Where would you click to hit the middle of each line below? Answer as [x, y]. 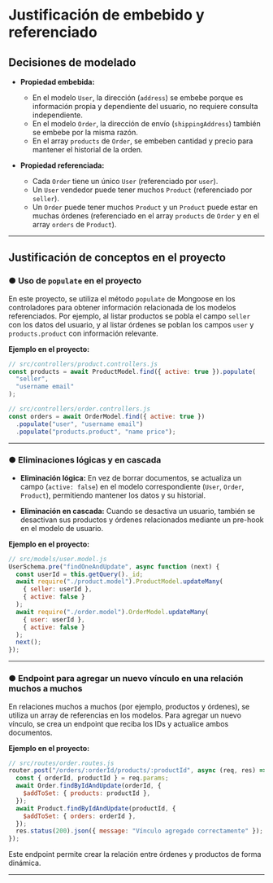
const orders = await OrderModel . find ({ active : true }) [107, 416]
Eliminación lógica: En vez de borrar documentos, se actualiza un [131, 477]
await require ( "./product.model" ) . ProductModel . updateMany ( [119, 582]
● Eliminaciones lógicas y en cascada [85, 460]
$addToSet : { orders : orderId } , [80, 816]
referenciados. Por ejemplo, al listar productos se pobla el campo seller [129, 316]
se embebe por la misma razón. [85, 132]
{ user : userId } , [54, 619]
